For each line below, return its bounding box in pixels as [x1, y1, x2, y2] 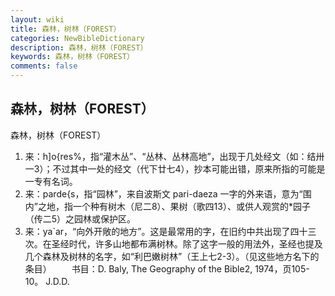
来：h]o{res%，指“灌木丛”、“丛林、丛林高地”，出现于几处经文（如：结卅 [24, 150, 325, 162]
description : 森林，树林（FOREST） [10, 42, 148, 53]
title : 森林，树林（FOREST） [10, 24, 122, 34]
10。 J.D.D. [24, 275, 70, 287]
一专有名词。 [24, 175, 78, 187]
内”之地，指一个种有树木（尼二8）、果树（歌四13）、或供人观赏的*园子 [24, 200, 311, 212]
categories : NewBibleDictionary [10, 33, 145, 43]
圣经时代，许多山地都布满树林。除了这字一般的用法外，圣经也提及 [51, 237, 323, 250]
